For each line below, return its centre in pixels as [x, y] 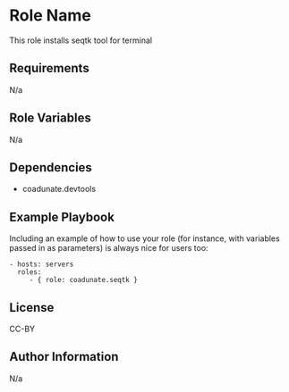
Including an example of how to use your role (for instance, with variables [144, 238]
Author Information [64, 357]
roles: [30, 272]
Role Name [50, 16]
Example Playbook [62, 217]
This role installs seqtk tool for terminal [81, 40]
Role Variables [50, 118]
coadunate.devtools [59, 189]
